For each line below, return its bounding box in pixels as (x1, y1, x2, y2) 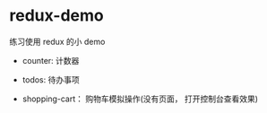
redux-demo (9, 5, 105, 26)
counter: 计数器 (22, 55, 80, 65)
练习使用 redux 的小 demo (9, 36, 106, 47)
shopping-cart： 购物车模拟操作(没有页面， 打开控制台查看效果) (22, 93, 258, 104)
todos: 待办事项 (22, 74, 80, 85)
